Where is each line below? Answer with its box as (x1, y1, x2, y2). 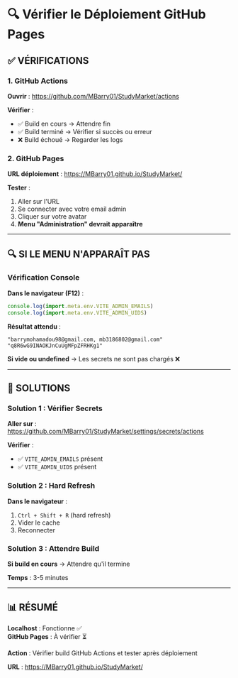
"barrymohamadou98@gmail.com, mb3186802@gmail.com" (7, 336, 163, 343)
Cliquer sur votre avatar (17, 212, 87, 221)
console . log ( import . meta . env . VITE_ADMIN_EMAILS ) (7, 302, 154, 310)
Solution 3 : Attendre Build (7, 543, 100, 553)
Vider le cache (17, 518, 60, 527)
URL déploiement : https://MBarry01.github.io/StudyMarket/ (7, 170, 183, 178)
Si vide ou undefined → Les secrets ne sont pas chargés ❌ (7, 354, 181, 363)
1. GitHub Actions (7, 76, 69, 86)
